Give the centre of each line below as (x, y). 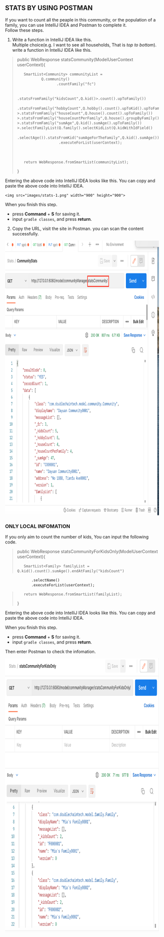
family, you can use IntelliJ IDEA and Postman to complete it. (66, 25)
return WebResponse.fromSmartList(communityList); (76, 162)
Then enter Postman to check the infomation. (51, 652)
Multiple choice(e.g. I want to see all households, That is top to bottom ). (84, 45)
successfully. (25, 233)
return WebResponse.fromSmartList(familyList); (73, 594)
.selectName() (45, 581)
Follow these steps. (24, 30)
